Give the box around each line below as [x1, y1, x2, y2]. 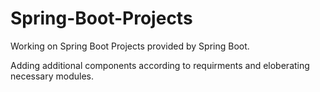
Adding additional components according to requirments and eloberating [10, 59, 310, 71]
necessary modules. [10, 70, 95, 82]
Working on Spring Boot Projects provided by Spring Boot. [10, 40, 250, 52]
